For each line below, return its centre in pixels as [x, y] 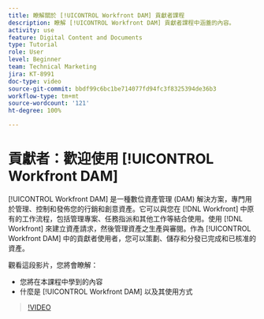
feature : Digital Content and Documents [76, 37]
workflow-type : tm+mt [44, 96]
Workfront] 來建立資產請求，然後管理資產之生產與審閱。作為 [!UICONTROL [130, 228]
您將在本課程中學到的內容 [61, 281]
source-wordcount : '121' [49, 103]
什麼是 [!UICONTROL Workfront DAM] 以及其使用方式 [106, 291]
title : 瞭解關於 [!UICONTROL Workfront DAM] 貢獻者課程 [97, 15]
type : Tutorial [33, 45]
